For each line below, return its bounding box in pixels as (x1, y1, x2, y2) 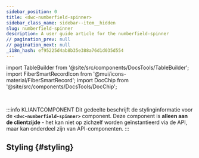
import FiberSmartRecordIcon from (6, 70, 92, 78)
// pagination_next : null (6, 42, 70, 48)
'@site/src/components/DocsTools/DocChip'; (6, 83, 117, 90)
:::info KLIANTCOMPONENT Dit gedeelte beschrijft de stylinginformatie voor (6, 106, 193, 113)
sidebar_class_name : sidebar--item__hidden (6, 20, 116, 26)
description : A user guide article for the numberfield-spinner (6, 31, 169, 37)
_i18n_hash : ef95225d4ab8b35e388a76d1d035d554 (6, 48, 124, 54)
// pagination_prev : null (6, 36, 70, 42)
